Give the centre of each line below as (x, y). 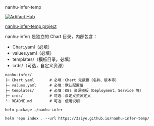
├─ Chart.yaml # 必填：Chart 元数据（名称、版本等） (62, 80)
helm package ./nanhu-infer (34, 110)
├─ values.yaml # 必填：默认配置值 (44, 85)
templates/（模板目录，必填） (43, 59)
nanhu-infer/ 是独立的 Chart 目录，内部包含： (51, 36)
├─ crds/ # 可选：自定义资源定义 (48, 96)
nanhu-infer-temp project (31, 26)
